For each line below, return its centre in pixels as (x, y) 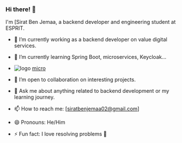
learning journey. (34, 97)
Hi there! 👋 (21, 9)
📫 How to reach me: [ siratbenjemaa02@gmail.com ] (77, 109)
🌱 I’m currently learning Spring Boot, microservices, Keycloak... (90, 57)
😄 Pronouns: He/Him (40, 123)
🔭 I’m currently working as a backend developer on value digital (90, 40)
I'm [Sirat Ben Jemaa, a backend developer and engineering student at (91, 22)
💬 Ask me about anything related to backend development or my (92, 91)
